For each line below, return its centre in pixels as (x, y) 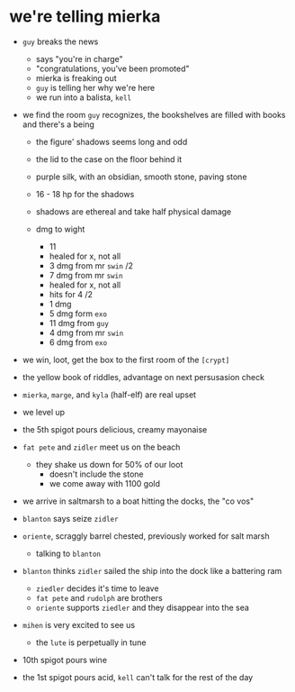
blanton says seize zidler (70, 518)
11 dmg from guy (79, 323)
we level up (44, 412)
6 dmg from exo (78, 342)
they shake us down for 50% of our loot (109, 464)
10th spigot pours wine (65, 660)
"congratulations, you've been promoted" (113, 68)
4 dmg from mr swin (86, 332)
